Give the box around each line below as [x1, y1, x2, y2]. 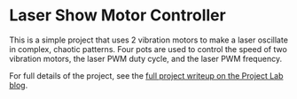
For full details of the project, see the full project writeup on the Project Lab [9, 70, 284, 80]
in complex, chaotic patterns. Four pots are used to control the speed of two [9, 43, 288, 54]
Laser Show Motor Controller [9, 5, 226, 26]
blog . [9, 80, 28, 90]
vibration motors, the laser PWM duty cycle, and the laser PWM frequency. [9, 53, 282, 64]
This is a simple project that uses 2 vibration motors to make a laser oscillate [9, 34, 288, 45]
